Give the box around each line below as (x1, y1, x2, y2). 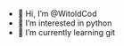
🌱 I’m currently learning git (17, 27, 116, 37)
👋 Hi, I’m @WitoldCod (17, 9, 97, 19)
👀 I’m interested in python (17, 18, 112, 28)
